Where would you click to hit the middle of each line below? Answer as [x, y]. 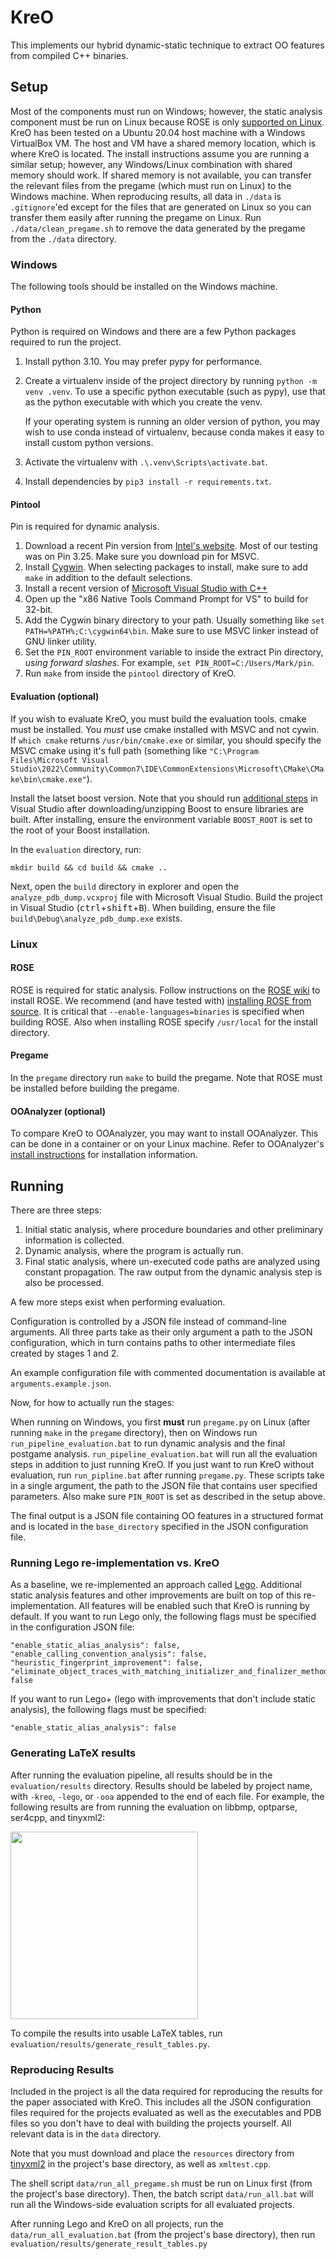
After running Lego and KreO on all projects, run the [117, 2223]
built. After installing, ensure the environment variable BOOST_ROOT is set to [161, 819]
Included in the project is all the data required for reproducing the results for [167, 2091]
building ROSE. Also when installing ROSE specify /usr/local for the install [164, 1022]
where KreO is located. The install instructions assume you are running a [160, 153]
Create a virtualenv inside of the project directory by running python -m [171, 381]
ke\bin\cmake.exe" [48, 779]
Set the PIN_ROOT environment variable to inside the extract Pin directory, [174, 652]
